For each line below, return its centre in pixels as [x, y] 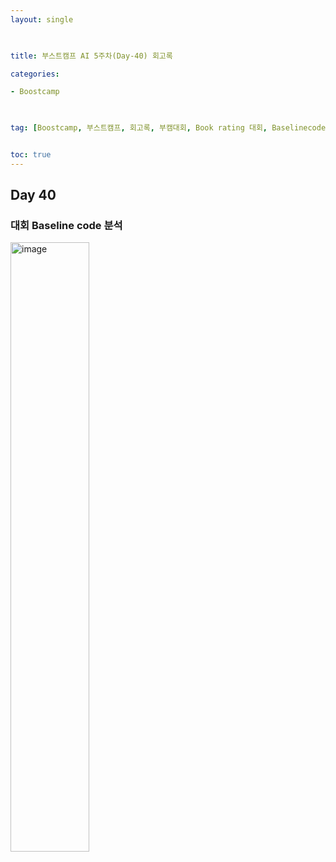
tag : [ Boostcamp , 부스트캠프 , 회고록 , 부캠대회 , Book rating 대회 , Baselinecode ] [170, 128]
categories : [35, 74]
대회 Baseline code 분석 [66, 226]
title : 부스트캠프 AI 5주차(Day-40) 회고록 [91, 56]
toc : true [31, 155]
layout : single [42, 19]
